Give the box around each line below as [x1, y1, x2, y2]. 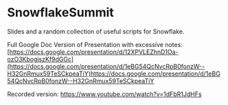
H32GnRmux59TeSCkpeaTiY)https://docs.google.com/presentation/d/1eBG [7, 70, 221, 78]
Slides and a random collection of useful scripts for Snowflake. [7, 27, 185, 35]
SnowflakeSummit [7, 5, 115, 20]
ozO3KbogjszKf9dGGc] [7, 55, 74, 63]
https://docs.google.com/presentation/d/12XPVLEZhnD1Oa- [9, 48, 179, 56]
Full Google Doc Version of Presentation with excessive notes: [7, 40, 183, 48]
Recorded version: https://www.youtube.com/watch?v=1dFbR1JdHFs [7, 90, 202, 98]
